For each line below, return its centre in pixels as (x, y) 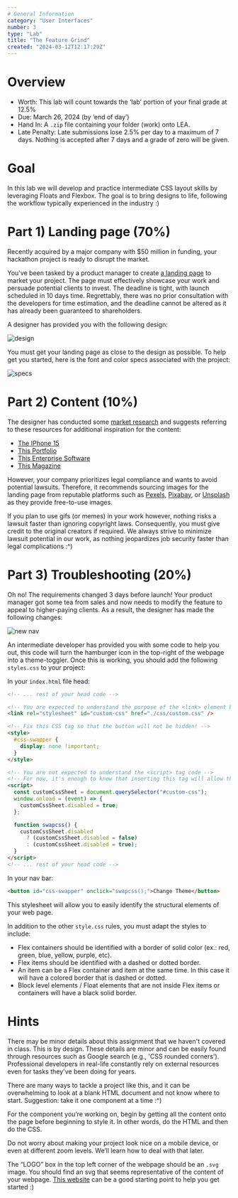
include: (19, 934)
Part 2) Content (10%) (73, 402)
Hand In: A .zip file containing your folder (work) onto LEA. (104, 124)
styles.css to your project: (46, 667)
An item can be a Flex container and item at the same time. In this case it (123, 970)
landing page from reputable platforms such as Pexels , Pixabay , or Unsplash (119, 494)
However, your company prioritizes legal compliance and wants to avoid (112, 479)
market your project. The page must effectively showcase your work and (113, 280)
